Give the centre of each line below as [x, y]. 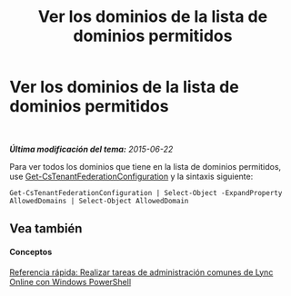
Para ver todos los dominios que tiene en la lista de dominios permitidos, [145, 166]
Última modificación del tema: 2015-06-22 [91, 149]
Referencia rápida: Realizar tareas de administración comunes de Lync [141, 272]
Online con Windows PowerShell [70, 281]
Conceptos [31, 252]
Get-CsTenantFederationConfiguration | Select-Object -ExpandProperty [146, 192]
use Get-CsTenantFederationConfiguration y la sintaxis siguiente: [131, 176]
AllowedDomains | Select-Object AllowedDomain [99, 201]
